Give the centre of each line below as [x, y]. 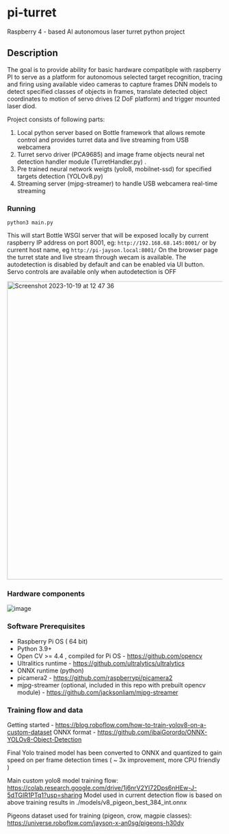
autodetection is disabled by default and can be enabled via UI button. [106, 264]
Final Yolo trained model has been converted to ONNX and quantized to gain [114, 753]
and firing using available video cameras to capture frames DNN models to [112, 84]
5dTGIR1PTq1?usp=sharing [45, 795]
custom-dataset [30, 732]
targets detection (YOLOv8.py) [60, 176]
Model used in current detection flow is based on [153, 795]
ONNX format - [75, 732]
